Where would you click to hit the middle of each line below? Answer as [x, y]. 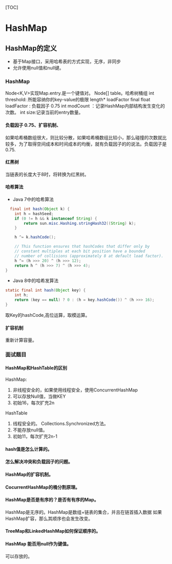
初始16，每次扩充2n [34, 403]
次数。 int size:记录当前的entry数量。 [44, 113]
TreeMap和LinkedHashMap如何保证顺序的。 [53, 531]
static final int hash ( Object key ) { [46, 290]
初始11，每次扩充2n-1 [35, 437]
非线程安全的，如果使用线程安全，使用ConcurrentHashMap [75, 390]
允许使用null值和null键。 [38, 68]
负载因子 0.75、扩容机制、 [33, 125]
